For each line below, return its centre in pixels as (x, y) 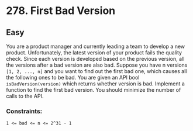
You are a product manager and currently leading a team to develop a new (96, 46)
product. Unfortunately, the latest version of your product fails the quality (94, 53)
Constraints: (24, 111)
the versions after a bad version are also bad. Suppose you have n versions (97, 65)
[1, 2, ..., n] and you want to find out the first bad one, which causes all (96, 71)
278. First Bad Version (61, 11)
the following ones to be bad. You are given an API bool (73, 77)
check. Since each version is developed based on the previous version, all (95, 59)
